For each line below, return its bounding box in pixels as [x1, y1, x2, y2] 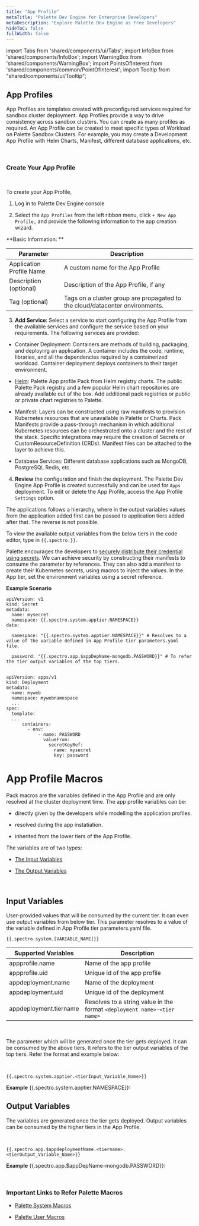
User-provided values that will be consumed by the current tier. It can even [6, 911, 189, 919]
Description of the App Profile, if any [64, 281, 165, 289]
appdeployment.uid [9, 988, 63, 996]
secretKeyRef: [48, 742, 84, 748]
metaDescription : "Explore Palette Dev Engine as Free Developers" [6, 20, 176, 26]
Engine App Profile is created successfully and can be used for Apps [14, 482, 181, 489]
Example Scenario [6, 585, 52, 592]
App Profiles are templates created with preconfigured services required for [6, 105, 191, 112]
